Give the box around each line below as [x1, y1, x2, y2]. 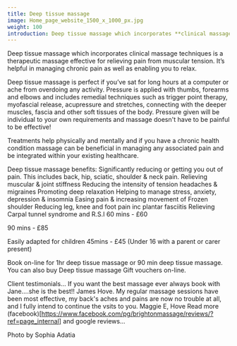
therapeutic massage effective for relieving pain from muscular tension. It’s [7, 57, 225, 66]
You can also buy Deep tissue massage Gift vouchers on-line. [7, 266, 187, 275]
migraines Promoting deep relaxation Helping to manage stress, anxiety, [7, 187, 217, 196]
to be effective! [7, 123, 51, 131]
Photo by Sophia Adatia [7, 330, 75, 339]
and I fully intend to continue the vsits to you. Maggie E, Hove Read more [7, 302, 219, 311]
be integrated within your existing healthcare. [7, 152, 139, 160]
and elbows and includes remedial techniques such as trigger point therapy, [7, 93, 228, 101]
